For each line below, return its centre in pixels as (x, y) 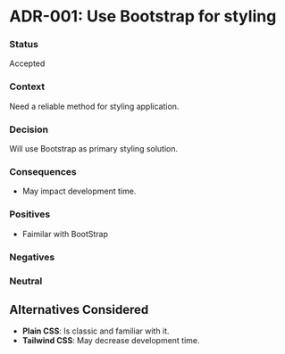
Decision (29, 129)
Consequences (43, 172)
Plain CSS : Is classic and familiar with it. (96, 331)
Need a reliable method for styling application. (94, 106)
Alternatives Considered (79, 309)
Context (27, 86)
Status (24, 45)
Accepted (27, 63)
